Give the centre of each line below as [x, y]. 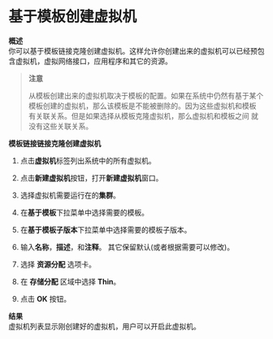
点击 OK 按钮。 [45, 298]
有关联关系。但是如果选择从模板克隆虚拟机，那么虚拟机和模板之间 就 [143, 115]
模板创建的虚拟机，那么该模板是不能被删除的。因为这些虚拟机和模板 [142, 106]
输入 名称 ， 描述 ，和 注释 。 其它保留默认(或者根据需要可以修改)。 [127, 247]
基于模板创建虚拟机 [73, 17]
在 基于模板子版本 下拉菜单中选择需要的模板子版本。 [106, 229]
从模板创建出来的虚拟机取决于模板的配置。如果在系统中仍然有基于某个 [146, 95]
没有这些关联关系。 [61, 126]
